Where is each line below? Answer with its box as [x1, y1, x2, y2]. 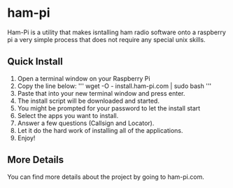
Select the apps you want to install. [17, 111, 119, 120]
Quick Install [7, 56, 63, 68]
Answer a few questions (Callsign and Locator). [17, 119, 155, 127]
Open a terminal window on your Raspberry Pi [17, 74, 150, 82]
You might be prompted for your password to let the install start [17, 103, 201, 113]
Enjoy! [17, 133, 36, 142]
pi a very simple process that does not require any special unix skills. [7, 35, 206, 43]
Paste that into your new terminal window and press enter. [17, 89, 185, 97]
